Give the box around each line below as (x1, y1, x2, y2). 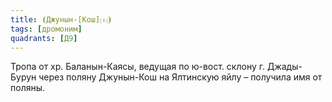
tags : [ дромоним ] (10, 24, 83, 34)
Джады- (266, 61, 303, 73)
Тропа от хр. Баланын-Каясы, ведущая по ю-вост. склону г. (10, 61, 266, 73)
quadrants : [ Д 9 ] (10, 33, 78, 43)
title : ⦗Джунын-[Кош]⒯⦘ (10, 14, 113, 25)
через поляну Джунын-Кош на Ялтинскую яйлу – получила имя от (38, 71, 323, 83)
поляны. (10, 82, 46, 94)
